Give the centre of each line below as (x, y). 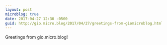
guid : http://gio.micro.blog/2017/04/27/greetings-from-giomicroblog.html (84, 23)
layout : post (19, 10)
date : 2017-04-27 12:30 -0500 (37, 19)
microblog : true (22, 14)
